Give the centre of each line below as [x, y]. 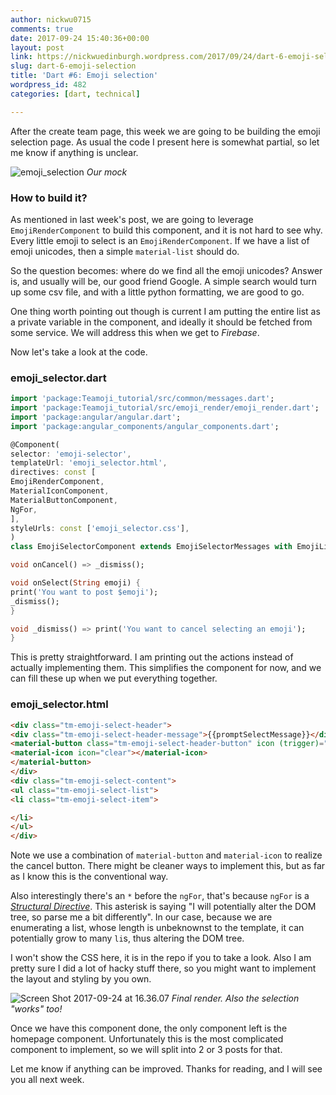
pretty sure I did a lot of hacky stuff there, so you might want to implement [163, 968]
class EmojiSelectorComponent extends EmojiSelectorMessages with [151, 547]
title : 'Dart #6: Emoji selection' [84, 76]
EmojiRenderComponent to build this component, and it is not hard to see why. [166, 230]
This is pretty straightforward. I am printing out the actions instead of [152, 657]
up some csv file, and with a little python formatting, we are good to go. [157, 292]
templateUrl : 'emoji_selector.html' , [89, 463]
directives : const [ [53, 472]
